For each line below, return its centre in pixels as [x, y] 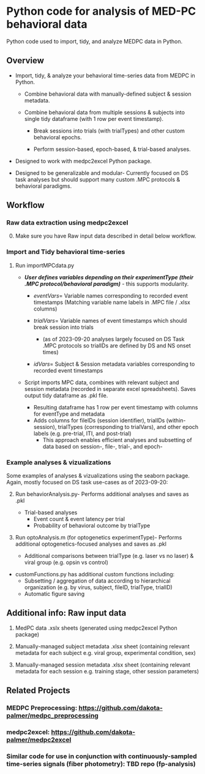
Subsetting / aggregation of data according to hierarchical [97, 581]
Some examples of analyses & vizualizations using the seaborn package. [98, 476]
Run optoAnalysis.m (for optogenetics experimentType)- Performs [99, 538]
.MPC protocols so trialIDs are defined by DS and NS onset [117, 346]
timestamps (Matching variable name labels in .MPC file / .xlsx [112, 302]
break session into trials [63, 327]
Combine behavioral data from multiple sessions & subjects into [105, 112]
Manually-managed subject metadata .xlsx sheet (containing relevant [102, 646]
